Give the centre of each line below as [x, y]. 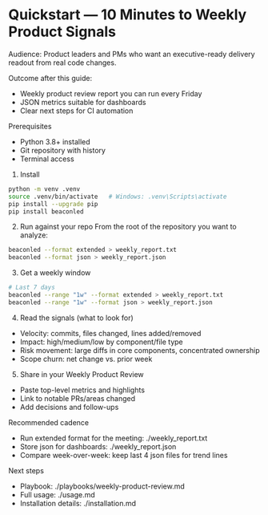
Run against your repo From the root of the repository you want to [128, 227]
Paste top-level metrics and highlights [82, 390]
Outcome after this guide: [50, 78]
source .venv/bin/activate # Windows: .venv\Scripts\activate [118, 197]
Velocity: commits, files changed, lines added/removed [110, 333]
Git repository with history [63, 150]
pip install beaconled [46, 211]
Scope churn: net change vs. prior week [86, 359]
